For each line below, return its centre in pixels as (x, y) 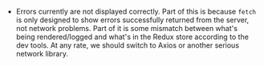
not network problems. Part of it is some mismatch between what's (127, 28)
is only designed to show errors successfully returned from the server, (132, 20)
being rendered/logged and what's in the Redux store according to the (132, 37)
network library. (42, 54)
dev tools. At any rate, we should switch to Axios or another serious (127, 45)
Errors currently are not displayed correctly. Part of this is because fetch (136, 12)
